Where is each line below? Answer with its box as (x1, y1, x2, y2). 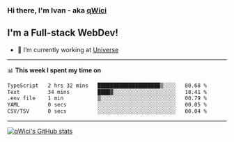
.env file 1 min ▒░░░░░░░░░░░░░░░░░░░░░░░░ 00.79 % (7, 95, 208, 102)
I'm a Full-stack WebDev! (7, 27, 118, 39)
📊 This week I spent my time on (7, 65, 102, 74)
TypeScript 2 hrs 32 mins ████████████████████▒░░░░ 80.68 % (7, 82, 208, 89)
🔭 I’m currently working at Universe (17, 45, 119, 54)
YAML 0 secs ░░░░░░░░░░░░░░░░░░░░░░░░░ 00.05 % (7, 102, 208, 109)
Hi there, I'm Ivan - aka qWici (7, 6, 107, 15)
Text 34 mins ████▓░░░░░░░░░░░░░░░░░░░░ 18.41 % (7, 88, 208, 95)
